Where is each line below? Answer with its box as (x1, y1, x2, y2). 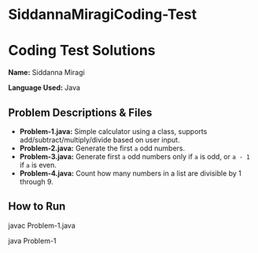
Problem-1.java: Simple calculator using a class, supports (19, 126, 208, 136)
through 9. (19, 177, 53, 186)
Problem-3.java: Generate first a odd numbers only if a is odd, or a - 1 (19, 151, 250, 161)
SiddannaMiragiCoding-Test (8, 6, 197, 24)
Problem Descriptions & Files (8, 106, 153, 119)
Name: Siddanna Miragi (8, 68, 85, 77)
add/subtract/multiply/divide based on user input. (19, 135, 180, 144)
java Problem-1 (8, 236, 57, 245)
